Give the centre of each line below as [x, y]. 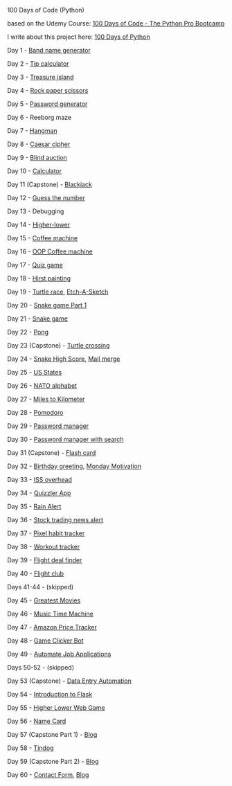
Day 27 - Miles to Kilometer [46, 399]
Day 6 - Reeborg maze [39, 117]
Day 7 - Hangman [32, 131]
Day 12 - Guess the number [46, 198]
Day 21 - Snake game [37, 319]
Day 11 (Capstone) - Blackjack [50, 184]
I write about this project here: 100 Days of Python [79, 37]
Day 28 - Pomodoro [35, 412]
